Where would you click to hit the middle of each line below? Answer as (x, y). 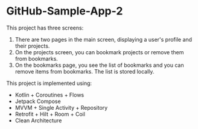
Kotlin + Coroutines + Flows (49, 95)
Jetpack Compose (38, 101)
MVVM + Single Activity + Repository (61, 107)
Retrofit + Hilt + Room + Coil (50, 114)
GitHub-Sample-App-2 (65, 11)
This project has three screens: (45, 28)
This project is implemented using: (49, 83)
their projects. (32, 46)
